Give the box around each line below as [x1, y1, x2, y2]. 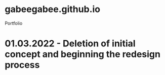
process [5, 59, 40, 71]
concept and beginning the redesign [5, 49, 160, 60]
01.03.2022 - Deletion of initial [5, 38, 136, 49]
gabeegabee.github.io [5, 4, 101, 15]
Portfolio [5, 20, 23, 26]
